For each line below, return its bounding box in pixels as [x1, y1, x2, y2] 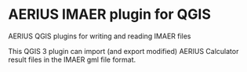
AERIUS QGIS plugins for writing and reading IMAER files [8, 31, 191, 41]
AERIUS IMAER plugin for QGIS [8, 5, 212, 23]
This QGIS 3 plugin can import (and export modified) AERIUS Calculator [8, 46, 239, 56]
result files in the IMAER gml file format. [8, 55, 136, 64]
